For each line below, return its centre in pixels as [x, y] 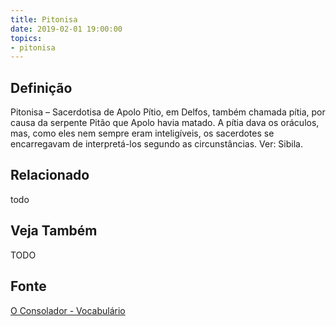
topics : [26, 38]
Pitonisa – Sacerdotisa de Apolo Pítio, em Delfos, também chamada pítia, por [168, 112]
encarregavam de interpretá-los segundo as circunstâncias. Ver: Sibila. [156, 144]
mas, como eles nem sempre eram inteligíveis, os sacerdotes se [142, 133]
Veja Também [54, 231]
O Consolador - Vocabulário [68, 310]
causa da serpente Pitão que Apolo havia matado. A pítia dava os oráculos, [165, 123]
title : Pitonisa [44, 19]
